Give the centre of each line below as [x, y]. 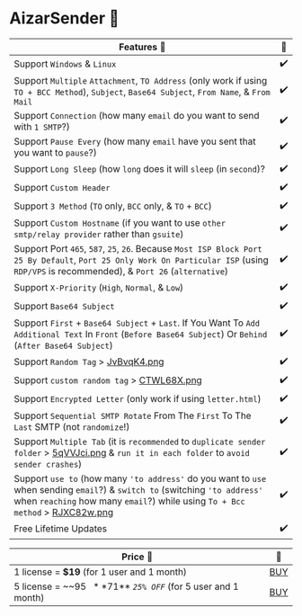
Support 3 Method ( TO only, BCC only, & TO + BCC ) [113, 206]
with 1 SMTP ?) [42, 127]
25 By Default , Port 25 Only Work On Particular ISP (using [142, 260]
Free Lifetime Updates [61, 529]
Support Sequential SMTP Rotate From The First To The [133, 415]
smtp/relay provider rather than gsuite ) [99, 234]
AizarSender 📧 [64, 18]
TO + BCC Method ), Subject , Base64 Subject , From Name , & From [142, 92]
